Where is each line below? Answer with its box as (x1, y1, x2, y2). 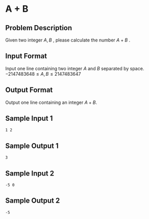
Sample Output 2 (5, 196, 60, 205)
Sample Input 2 (5, 169, 55, 178)
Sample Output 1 (5, 141, 59, 150)
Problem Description (5, 24, 72, 32)
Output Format (5, 85, 53, 95)
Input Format (5, 52, 47, 60)
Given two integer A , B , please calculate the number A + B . (5, 37, 131, 43)
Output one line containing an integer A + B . (5, 99, 97, 105)
